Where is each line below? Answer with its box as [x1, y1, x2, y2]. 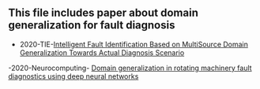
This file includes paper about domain [8, 6, 199, 20]
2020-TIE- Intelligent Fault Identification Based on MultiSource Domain [19, 39, 249, 49]
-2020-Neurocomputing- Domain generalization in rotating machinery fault [8, 63, 252, 72]
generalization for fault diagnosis [8, 19, 175, 32]
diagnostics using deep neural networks [8, 71, 139, 81]
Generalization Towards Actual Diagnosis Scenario [19, 47, 185, 57]
